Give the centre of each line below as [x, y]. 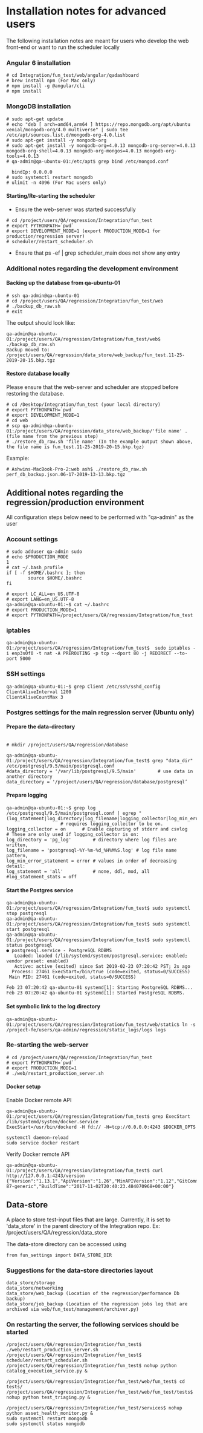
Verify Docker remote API [38, 1154]
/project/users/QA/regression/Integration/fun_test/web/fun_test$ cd [96, 1382]
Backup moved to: [28, 350]
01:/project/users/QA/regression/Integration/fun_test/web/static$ [93, 1024]
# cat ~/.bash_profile [35, 568]
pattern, [17, 856]
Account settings [32, 539]
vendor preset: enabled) [37, 961]
